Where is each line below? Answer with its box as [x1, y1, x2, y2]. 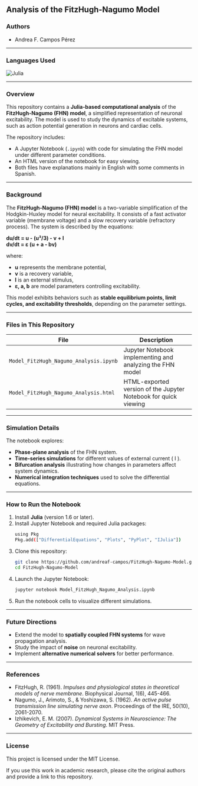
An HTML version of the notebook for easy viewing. [14, 158, 140, 165]
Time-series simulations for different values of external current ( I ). [14, 455, 181, 462]
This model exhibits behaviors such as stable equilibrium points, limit [6, 294, 177, 301]
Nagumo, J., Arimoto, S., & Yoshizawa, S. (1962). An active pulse [14, 696, 172, 703]
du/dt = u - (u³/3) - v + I [6, 234, 64, 241]
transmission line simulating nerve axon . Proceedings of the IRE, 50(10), [14, 703, 190, 710]
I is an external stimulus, [14, 276, 74, 283]
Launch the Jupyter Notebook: [14, 575, 90, 582]
